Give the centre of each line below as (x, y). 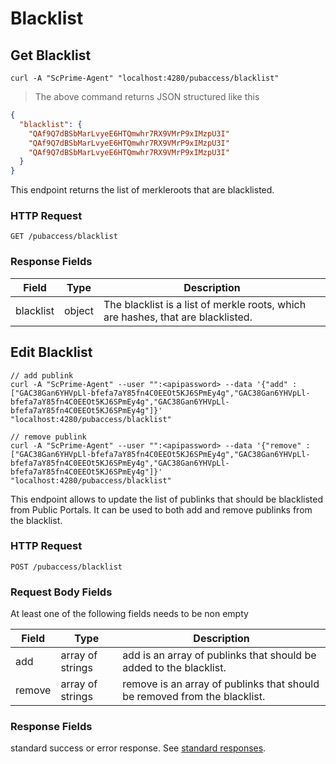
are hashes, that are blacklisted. (178, 317)
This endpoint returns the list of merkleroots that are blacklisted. (142, 190)
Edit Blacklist (51, 352)
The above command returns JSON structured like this (147, 96)
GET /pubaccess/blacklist (64, 237)
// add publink (42, 375)
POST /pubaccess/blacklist (66, 567)
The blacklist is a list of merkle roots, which (205, 304)
